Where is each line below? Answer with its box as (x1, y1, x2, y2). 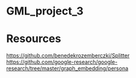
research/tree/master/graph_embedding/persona (6, 65, 129, 72)
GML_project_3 (6, 4, 83, 18)
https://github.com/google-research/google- (6, 59, 118, 66)
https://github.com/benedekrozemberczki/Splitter (6, 52, 130, 59)
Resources (6, 32, 62, 46)
